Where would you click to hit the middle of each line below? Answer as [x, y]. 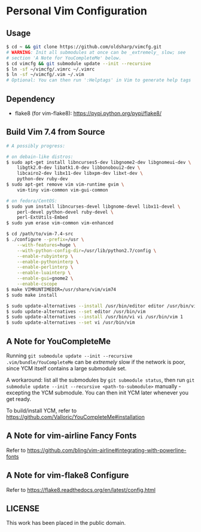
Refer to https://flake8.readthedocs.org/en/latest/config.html [81, 490]
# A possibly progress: [36, 146]
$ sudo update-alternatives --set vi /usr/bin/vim [71, 323]
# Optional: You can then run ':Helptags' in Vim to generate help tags [99, 80]
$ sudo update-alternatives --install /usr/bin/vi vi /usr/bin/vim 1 [95, 317]
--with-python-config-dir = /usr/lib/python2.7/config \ [87, 250]
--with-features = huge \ [47, 245]
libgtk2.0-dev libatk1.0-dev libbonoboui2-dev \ [79, 168]
